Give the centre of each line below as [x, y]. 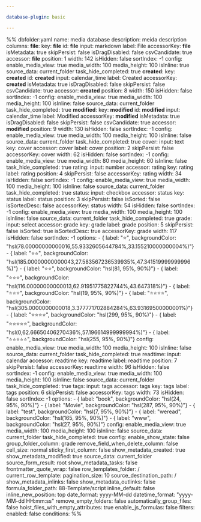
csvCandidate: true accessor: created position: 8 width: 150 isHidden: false [99, 90]
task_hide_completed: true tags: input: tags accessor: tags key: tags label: [98, 386]
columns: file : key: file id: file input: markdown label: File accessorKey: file [98, 46]
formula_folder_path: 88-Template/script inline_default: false [81, 488]
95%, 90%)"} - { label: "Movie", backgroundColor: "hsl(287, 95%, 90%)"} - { [101, 405]
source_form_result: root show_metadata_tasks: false [72, 463]
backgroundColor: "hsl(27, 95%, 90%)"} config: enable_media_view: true [96, 424]
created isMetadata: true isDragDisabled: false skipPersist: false [86, 84]
